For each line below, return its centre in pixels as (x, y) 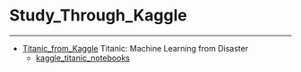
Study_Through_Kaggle (99, 16)
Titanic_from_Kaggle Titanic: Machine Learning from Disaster (135, 48)
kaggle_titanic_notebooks (82, 58)
